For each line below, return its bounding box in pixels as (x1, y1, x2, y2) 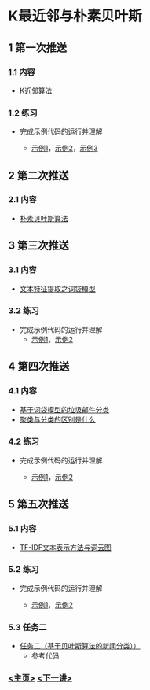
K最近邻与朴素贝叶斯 (8, 7, 143, 25)
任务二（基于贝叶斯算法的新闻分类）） (19, 641, 141, 651)
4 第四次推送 (8, 360, 70, 374)
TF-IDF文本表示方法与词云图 (19, 542, 112, 552)
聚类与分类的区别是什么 (19, 415, 96, 424)
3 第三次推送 (8, 239, 69, 253)
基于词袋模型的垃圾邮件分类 (19, 404, 110, 414)
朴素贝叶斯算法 (19, 213, 68, 223)
